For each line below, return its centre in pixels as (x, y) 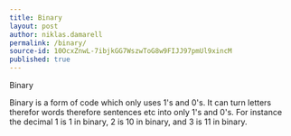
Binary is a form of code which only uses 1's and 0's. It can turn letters (141, 103)
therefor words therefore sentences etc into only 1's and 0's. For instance (146, 112)
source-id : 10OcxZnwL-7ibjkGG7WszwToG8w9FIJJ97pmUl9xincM (121, 51)
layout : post (34, 26)
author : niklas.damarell (56, 34)
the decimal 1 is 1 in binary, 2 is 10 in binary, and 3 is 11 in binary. (128, 122)
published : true (40, 59)
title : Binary (36, 18)
